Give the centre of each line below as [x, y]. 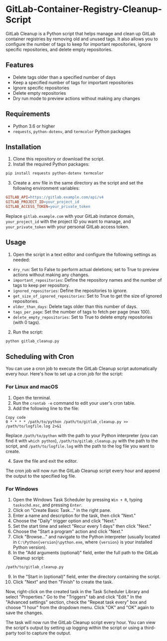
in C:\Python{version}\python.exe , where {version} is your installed [83, 542]
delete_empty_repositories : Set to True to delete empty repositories [83, 317]
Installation [23, 147]
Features [20, 65]
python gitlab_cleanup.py [32, 341]
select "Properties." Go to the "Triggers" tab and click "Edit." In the [74, 597]
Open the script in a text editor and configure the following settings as [84, 254]
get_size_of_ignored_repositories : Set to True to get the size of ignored [87, 296]
